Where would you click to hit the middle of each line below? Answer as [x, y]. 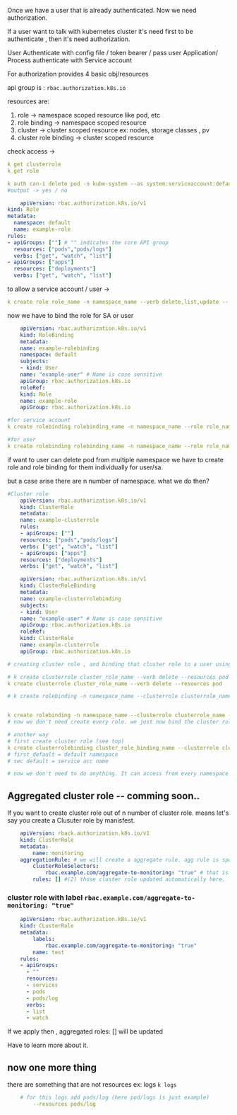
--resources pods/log [65, 1104]
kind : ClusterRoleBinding [58, 586]
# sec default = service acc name [58, 761]
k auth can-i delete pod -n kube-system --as [75, 183]
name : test [49, 952]
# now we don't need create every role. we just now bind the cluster [113, 722]
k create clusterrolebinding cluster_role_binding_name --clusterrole [113, 748]
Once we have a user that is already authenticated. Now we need [102, 10]
